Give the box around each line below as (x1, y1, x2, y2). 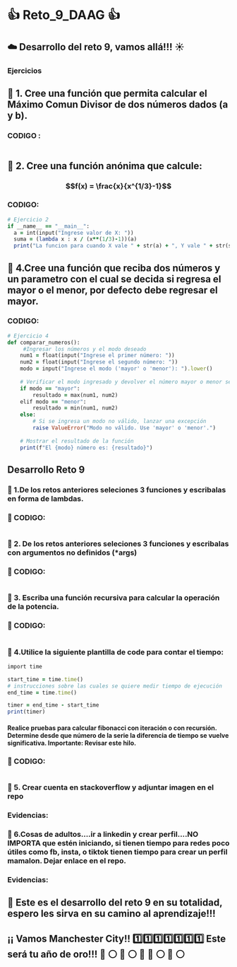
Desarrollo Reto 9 (7, 464, 85, 475)
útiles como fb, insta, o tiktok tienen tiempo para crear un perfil (7, 847, 228, 857)
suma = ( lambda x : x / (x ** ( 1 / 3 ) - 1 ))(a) (13, 236, 138, 243)
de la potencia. (7, 602, 59, 612)
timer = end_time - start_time (7, 702, 99, 709)
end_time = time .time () (7, 689, 78, 696)
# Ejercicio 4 (7, 332, 49, 340)
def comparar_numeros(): (7, 339, 80, 346)
